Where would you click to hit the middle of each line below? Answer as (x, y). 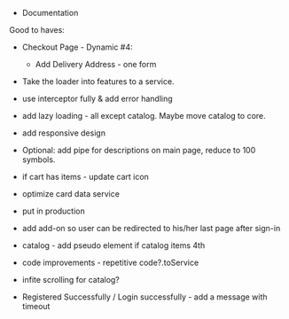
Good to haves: (37, 30)
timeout (36, 306)
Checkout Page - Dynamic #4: (77, 47)
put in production (54, 211)
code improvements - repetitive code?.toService (110, 262)
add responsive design (64, 133)
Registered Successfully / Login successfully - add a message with (144, 297)
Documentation (50, 13)
